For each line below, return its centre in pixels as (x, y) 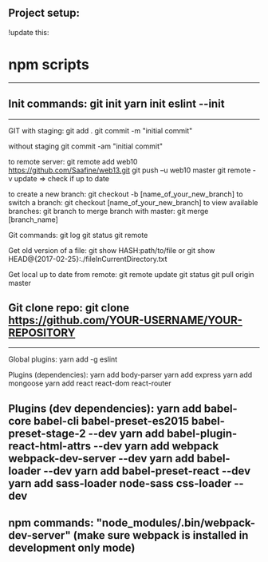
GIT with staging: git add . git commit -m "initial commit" (100, 130)
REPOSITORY (42, 332)
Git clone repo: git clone (69, 308)
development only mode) (72, 548)
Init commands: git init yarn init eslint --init (116, 104)
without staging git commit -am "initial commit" (86, 146)
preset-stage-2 (47, 433)
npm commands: (51, 523)
